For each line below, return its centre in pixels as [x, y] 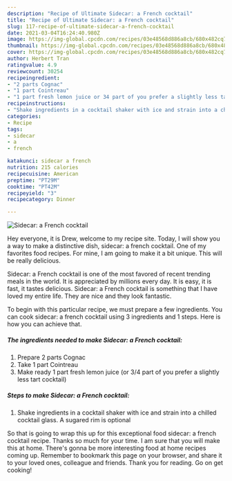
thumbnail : [23, 46]
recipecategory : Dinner [41, 200]
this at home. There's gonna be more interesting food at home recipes [107, 448]
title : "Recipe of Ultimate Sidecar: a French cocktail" [91, 20]
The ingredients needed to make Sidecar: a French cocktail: [95, 340]
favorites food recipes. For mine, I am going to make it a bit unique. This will [115, 254]
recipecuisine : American [43, 173]
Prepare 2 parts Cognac [51, 357]
